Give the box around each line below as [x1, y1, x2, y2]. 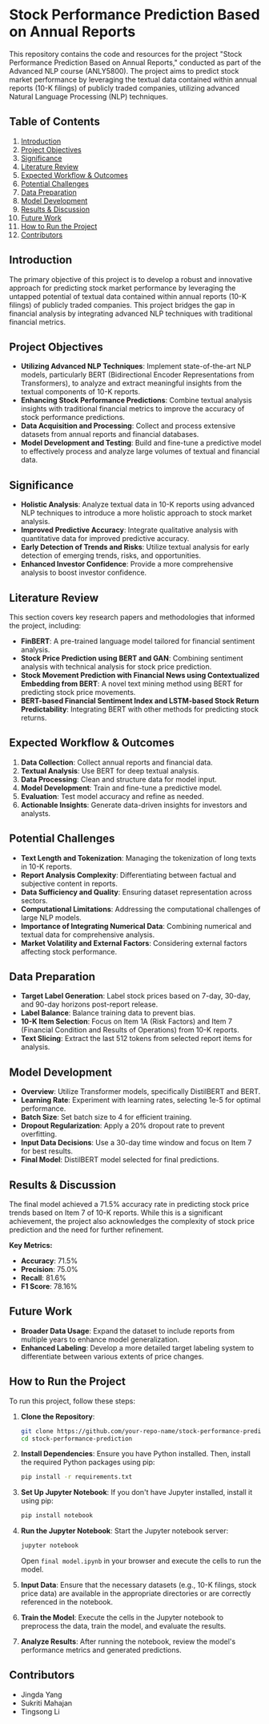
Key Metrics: [9, 1241, 53, 1250]
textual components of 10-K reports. [20, 387, 141, 397]
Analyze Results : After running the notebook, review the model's [20, 1637, 236, 1646]
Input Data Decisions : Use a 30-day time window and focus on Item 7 [20, 1138, 252, 1148]
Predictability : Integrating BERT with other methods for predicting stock [20, 705, 259, 714]
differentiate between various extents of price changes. [20, 1351, 204, 1361]
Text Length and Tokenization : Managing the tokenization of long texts [20, 853, 257, 862]
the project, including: [9, 621, 82, 630]
